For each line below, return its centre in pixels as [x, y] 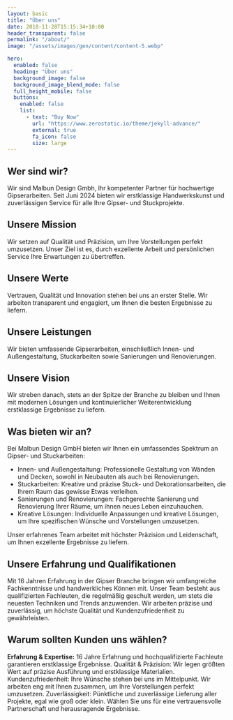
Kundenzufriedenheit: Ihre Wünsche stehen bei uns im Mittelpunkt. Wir [109, 679]
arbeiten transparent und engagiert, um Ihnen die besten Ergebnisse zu [110, 302]
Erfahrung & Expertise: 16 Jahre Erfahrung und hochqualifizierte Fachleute [115, 657]
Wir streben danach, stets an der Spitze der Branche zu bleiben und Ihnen [114, 395]
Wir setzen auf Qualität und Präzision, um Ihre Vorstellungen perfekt [105, 241]
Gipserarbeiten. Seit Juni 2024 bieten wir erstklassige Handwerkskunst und [116, 195]
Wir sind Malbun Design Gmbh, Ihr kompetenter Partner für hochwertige [111, 188]
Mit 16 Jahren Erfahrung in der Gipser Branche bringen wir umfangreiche [112, 580]
